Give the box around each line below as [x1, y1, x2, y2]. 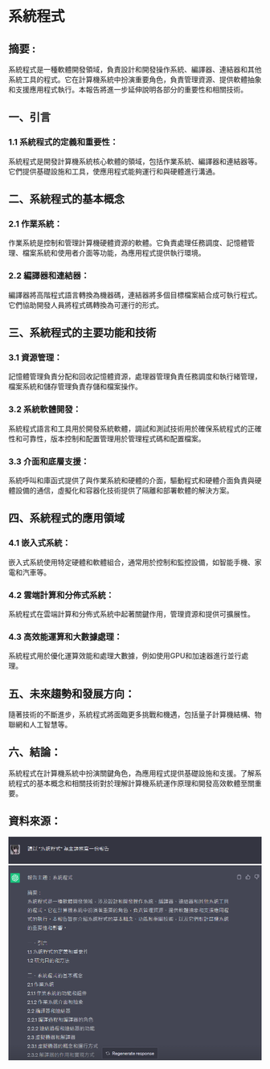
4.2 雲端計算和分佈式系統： [8, 589, 115, 600]
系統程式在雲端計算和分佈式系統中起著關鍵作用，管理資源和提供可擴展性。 [8, 608, 255, 619]
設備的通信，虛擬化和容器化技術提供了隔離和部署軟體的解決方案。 [14, 485, 234, 495]
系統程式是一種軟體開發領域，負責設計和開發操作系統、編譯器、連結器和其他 [8, 65, 262, 74]
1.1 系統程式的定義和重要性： [8, 137, 119, 148]
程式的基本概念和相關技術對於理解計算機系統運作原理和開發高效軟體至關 [14, 778, 255, 788]
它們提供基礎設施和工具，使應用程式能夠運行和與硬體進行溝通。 [8, 166, 219, 176]
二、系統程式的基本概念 [8, 192, 125, 206]
